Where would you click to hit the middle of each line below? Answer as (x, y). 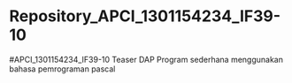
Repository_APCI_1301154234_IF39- (145, 16)
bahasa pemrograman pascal (62, 69)
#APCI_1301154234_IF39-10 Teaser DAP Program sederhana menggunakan (146, 59)
